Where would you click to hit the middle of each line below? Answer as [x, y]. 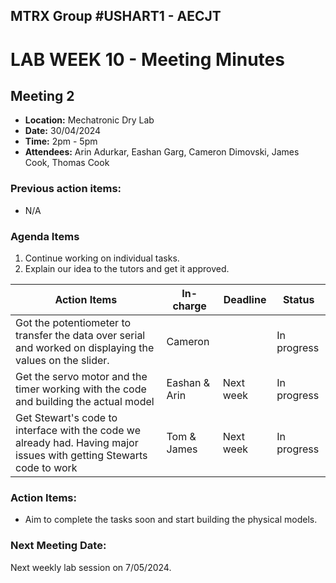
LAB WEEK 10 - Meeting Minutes [147, 59]
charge [189, 306]
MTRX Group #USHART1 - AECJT [116, 16]
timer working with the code [81, 389]
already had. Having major [77, 442]
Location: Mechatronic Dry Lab [89, 120]
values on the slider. [62, 360]
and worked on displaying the [85, 347]
